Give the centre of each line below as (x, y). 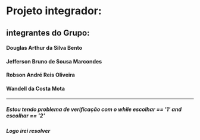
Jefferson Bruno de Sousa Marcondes (54, 61)
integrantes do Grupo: (48, 33)
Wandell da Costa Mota (36, 88)
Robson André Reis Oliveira (41, 75)
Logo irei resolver (28, 131)
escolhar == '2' (26, 116)
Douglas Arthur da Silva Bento (44, 48)
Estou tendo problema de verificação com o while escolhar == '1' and (94, 109)
